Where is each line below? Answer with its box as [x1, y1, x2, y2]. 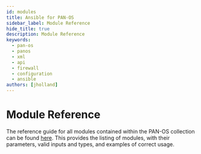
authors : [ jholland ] [6, 82, 59, 88]
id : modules [6, 8, 36, 15]
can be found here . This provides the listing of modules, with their [6, 134, 170, 141]
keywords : [6, 37, 31, 43]
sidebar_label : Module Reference [6, 20, 91, 26]
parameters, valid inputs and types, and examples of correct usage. [6, 140, 175, 148]
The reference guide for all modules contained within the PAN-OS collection [6, 127, 195, 135]
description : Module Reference [6, 31, 85, 37]
